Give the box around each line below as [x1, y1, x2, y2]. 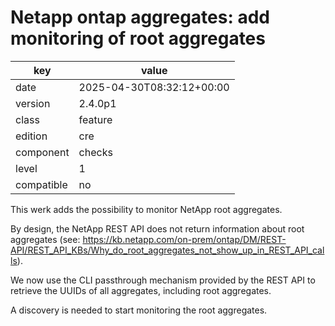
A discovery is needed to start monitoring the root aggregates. [10, 304, 268, 316]
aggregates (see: [10, 233, 81, 245]
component [15, 145, 70, 159]
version [15, 96, 51, 110]
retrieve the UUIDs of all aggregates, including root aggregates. [10, 284, 272, 296]
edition [15, 129, 48, 143]
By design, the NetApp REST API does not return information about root [10, 222, 305, 235]
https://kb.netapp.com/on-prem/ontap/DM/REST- [82, 233, 287, 245]
